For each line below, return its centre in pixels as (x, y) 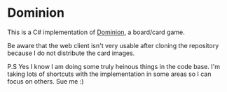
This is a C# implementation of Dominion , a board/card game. (96, 32)
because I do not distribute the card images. (71, 53)
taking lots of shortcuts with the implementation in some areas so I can (109, 74)
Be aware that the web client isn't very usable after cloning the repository (113, 45)
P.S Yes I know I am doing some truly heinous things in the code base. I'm (114, 66)
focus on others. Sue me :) (46, 81)
